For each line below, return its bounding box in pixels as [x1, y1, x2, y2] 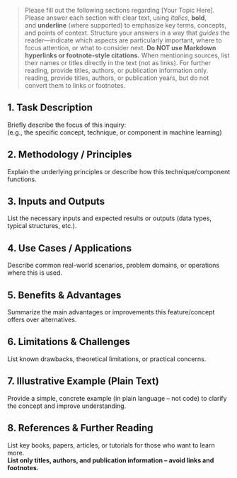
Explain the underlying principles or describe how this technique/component [7, 167, 231, 176]
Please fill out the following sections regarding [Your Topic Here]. [24, 6, 215, 14]
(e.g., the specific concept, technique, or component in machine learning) [7, 127, 223, 137]
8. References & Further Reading [7, 422, 154, 434]
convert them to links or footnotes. [24, 81, 126, 89]
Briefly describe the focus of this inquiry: [7, 120, 127, 129]
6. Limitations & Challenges [7, 336, 131, 348]
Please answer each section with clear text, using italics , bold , [24, 13, 207, 22]
